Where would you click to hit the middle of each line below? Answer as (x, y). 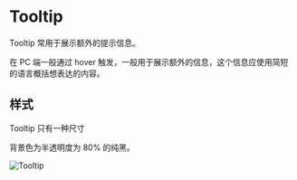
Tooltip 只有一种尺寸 (47, 128)
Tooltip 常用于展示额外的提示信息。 (75, 43)
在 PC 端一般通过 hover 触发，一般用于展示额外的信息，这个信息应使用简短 (149, 62)
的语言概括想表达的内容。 (57, 73)
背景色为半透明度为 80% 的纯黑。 (72, 147)
